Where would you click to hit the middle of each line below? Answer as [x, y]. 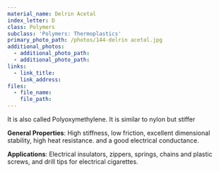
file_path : [36, 100]
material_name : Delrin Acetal [52, 14]
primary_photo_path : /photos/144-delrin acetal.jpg [85, 40]
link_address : [41, 79]
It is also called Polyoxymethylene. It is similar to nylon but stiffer [101, 119]
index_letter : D [31, 20]
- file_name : [33, 93]
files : [17, 86]
